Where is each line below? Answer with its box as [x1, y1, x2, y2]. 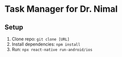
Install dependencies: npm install [11, 41, 80, 47]
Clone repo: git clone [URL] [11, 36, 70, 42]
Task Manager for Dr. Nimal [4, 3, 118, 15]
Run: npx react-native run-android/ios [11, 47, 93, 52]
